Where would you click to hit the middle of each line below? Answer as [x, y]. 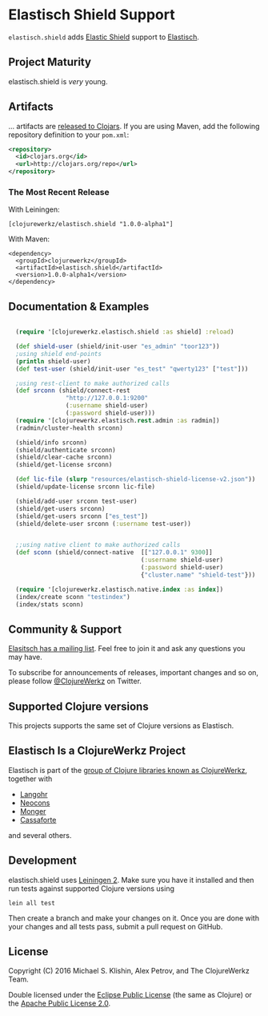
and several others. [40, 835]
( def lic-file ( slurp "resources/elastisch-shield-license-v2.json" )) [136, 480]
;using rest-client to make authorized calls [93, 383]
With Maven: [29, 239]
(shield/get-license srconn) [64, 465]
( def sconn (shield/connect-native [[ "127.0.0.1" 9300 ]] [114, 553]
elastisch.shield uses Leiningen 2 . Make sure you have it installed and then [131, 880]
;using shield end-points [59, 354]
